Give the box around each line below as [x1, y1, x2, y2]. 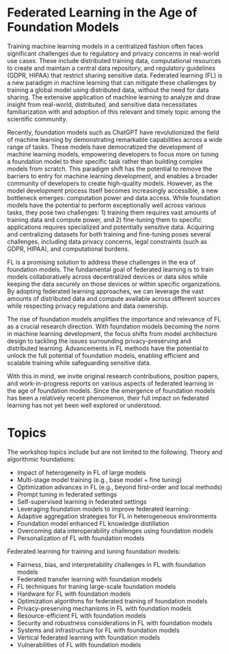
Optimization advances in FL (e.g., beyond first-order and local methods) [16, 483, 223, 491]
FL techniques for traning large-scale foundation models [16, 582, 176, 590]
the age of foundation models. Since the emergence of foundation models [7, 386, 215, 395]
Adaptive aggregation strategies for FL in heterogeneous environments [16, 512, 217, 520]
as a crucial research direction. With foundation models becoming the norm [7, 322, 220, 330]
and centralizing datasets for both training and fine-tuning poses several [7, 230, 211, 238]
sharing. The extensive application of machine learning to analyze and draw [7, 93, 221, 101]
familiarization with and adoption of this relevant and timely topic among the [7, 108, 221, 116]
